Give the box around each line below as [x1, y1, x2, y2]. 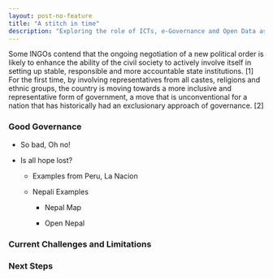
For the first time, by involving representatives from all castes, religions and [8, 75, 261, 85]
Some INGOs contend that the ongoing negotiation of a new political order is [8, 49, 264, 59]
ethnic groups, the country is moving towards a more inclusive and [8, 84, 232, 93]
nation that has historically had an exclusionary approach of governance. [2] [8, 101, 264, 110]
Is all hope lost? [19, 155, 73, 165]
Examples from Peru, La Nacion [32, 171, 138, 181]
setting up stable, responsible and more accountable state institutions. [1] [8, 67, 254, 76]
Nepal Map [44, 202, 82, 212]
